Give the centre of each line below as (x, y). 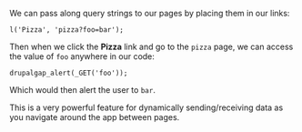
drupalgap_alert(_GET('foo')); (69, 73)
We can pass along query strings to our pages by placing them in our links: (150, 13)
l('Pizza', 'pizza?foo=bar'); (67, 30)
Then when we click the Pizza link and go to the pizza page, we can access (151, 46)
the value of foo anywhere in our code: (82, 56)
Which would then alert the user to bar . (83, 90)
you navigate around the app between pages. (95, 117)
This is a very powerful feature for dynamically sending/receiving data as (146, 107)
